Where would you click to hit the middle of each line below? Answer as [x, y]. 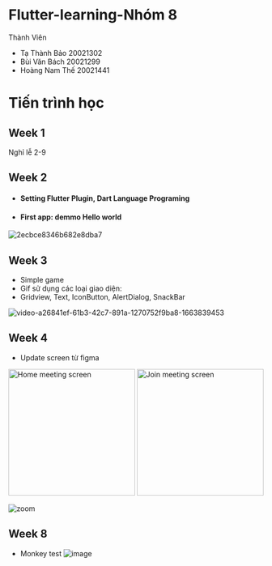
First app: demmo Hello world [71, 217]
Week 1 [27, 132]
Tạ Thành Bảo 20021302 [61, 53]
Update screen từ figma [59, 357]
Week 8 [28, 534]
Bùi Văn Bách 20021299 [60, 62]
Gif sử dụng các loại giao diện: [71, 288]
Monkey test [41, 553]
